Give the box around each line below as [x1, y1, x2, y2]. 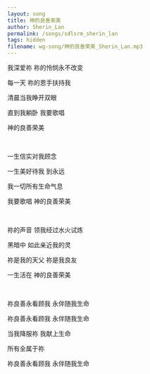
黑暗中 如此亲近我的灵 [7, 241, 71, 249]
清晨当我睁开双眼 [7, 93, 57, 102]
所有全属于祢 [7, 344, 44, 353]
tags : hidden [7, 37, 46, 44]
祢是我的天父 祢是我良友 [7, 255, 77, 264]
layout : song [7, 10, 46, 18]
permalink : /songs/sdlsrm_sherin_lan [7, 30, 118, 37]
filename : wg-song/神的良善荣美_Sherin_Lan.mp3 [7, 43, 143, 50]
